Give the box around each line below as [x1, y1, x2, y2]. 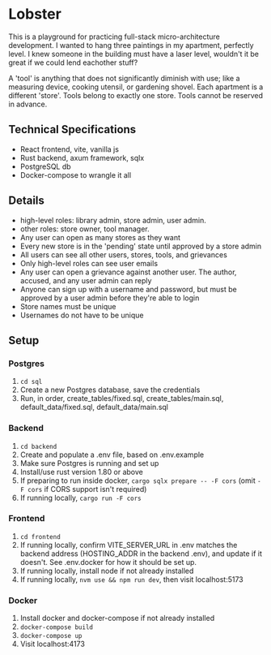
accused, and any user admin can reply [19, 275, 152, 285]
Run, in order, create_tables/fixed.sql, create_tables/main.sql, [19, 394, 224, 403]
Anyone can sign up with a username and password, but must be [19, 284, 237, 294]
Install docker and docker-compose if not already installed [19, 614, 215, 623]
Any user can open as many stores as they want [19, 232, 180, 242]
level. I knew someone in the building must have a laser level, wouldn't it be [8, 49, 260, 58]
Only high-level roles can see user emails [19, 258, 159, 268]
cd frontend [19, 532, 61, 541]
